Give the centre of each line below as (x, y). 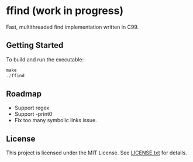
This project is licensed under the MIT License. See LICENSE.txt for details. (96, 153)
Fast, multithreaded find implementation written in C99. (73, 27)
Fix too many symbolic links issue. (56, 120)
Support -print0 (33, 114)
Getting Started (35, 45)
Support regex (32, 108)
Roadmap (24, 94)
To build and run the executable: (45, 59)
